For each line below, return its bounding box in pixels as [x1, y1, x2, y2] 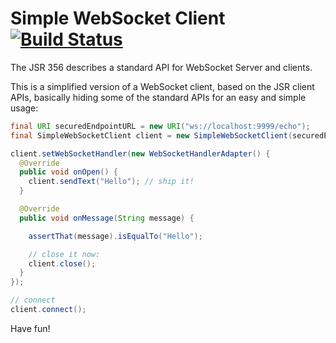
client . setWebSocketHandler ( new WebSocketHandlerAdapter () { [10, 148, 271, 159]
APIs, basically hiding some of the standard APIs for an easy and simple [10, 91, 307, 103]
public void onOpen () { [19, 167, 118, 177]
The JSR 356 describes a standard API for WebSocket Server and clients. [10, 61, 313, 73]
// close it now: [28, 249, 101, 259]
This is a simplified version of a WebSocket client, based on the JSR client [10, 80, 315, 92]
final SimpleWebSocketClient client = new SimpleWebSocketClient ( [10, 130, 293, 141]
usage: [10, 102, 39, 114]
